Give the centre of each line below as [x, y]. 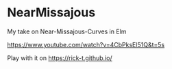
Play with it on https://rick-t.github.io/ [60, 58]
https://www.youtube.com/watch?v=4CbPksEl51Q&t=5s [86, 44]
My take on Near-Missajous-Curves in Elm [67, 31]
